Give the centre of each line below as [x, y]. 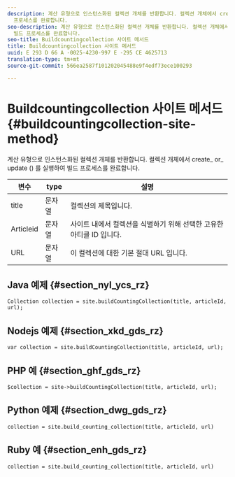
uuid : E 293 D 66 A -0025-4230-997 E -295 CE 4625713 [87, 53]
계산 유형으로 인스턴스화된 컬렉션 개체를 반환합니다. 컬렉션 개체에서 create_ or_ [115, 159]
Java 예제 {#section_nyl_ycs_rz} [78, 285]
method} [33, 139]
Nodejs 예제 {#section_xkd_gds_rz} [86, 330]
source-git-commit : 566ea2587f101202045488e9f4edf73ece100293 [100, 66]
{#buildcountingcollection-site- [102, 124]
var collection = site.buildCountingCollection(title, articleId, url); [115, 348]
